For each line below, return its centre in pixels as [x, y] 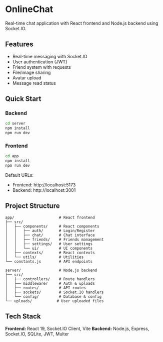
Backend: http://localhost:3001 [44, 190]
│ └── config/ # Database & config [53, 297]
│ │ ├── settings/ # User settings [49, 244]
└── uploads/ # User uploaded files [54, 301]
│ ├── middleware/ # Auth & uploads [50, 283]
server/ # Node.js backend [51, 270]
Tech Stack [23, 317]
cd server [15, 124]
